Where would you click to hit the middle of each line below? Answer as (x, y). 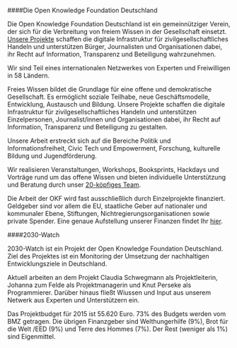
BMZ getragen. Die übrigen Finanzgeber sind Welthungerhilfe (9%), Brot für (118, 321)
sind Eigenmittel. (31, 336)
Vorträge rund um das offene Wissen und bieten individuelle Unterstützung (117, 177)
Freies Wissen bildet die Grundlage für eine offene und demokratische (110, 89)
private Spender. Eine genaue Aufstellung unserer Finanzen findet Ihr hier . (115, 221)
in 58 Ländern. (29, 75)
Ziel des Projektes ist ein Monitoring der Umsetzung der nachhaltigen (109, 256)
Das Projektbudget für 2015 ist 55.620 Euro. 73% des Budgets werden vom (117, 314)
